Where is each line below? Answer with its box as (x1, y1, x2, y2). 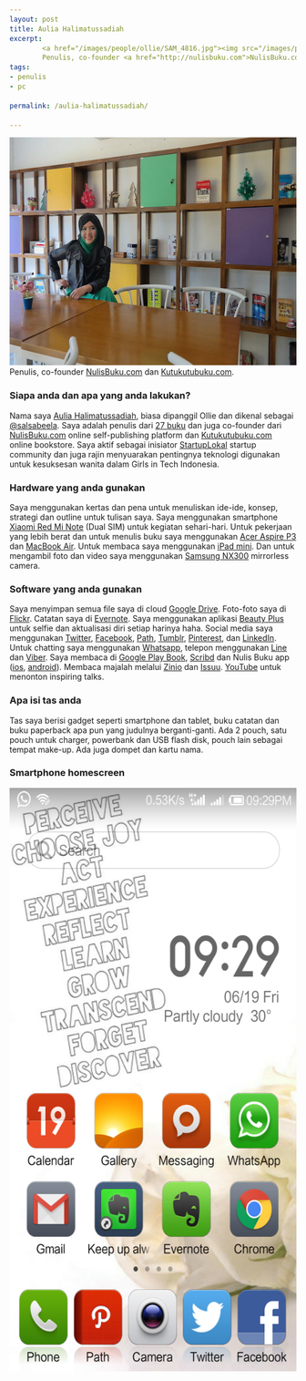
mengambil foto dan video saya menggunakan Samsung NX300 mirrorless (9, 550, 290, 561)
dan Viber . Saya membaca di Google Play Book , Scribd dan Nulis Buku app (9, 652, 290, 663)
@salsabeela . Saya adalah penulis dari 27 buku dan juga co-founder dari (9, 419, 282, 430)
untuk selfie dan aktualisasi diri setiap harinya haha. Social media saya (9, 623, 273, 634)
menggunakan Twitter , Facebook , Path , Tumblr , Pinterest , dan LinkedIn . (9, 633, 277, 644)
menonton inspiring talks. (9, 671, 105, 683)
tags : (9, 63, 30, 72)
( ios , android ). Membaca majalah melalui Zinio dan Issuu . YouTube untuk (9, 662, 281, 673)
